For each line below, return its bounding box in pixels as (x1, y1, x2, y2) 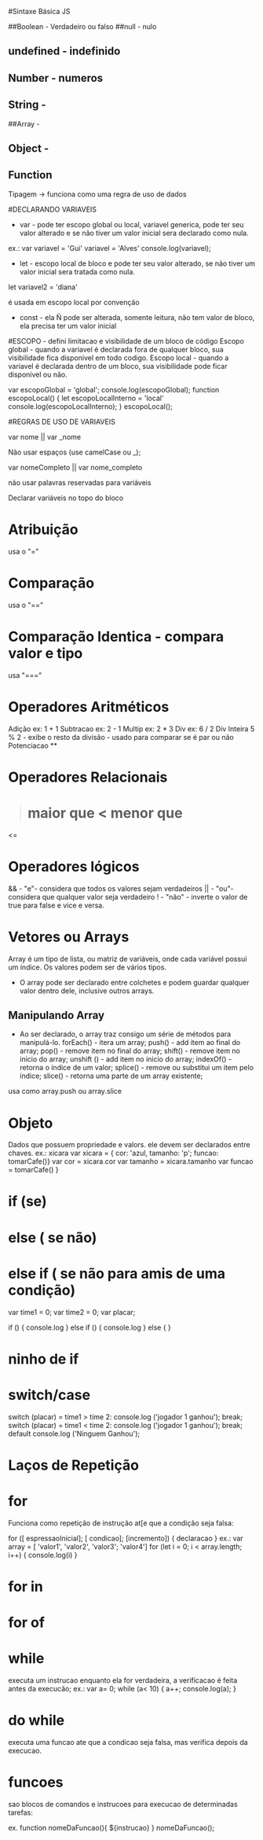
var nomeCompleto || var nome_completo (8, 462, 143, 472)
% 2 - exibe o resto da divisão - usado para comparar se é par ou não (8, 732, 234, 742)
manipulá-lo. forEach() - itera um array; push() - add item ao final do (19, 1038, 241, 1047)
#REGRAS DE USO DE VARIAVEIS (8, 417, 115, 426)
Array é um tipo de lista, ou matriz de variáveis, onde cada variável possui (8, 954, 247, 963)
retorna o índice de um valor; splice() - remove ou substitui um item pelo (19, 1063, 254, 1073)
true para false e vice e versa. (8, 900, 104, 910)
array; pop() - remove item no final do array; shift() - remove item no (19, 1046, 241, 1056)
